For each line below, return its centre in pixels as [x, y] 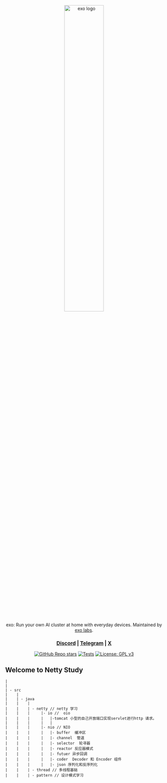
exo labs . [84, 630]
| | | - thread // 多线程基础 [41, 770]
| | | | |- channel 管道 [45, 738]
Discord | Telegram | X [84, 643]
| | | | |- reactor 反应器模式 [49, 749]
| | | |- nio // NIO [38, 727]
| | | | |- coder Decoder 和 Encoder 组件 [63, 759]
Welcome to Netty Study [44, 670]
